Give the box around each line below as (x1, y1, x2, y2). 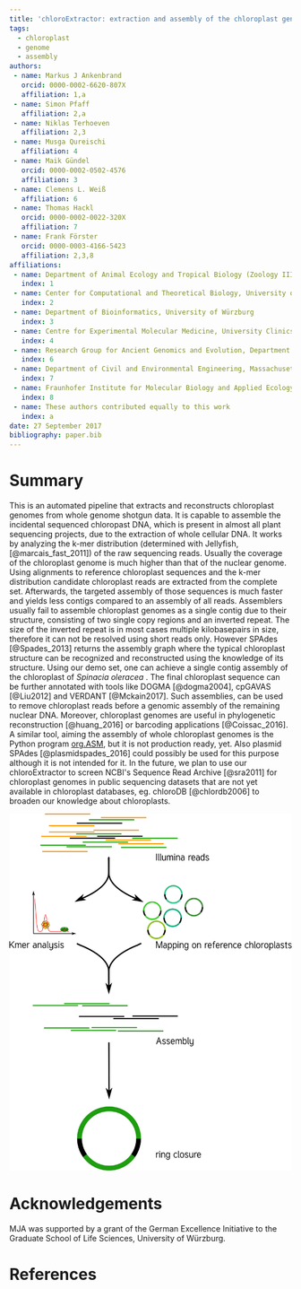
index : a (21, 412, 54, 421)
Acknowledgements (9, 1194, 163, 1215)
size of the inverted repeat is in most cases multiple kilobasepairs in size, (9, 624, 279, 635)
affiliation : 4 (21, 147, 78, 156)
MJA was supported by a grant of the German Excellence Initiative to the (9, 1224, 278, 1234)
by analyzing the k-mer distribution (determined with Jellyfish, (9, 538, 239, 549)
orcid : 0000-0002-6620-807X (21, 81, 126, 90)
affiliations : (9, 260, 63, 269)
